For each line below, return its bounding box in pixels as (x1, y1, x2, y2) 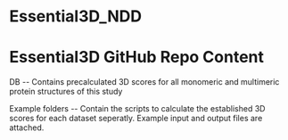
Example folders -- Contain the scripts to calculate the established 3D (9, 103, 266, 114)
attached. (9, 122, 45, 133)
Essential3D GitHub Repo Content (9, 47, 265, 68)
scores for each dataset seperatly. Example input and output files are (9, 113, 263, 124)
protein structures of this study (9, 86, 123, 97)
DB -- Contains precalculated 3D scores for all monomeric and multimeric (9, 77, 280, 87)
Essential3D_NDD (9, 6, 143, 27)
